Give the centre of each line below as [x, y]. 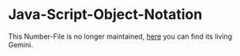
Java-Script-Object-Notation [105, 15]
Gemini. [21, 44]
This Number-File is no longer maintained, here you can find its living [120, 36]
